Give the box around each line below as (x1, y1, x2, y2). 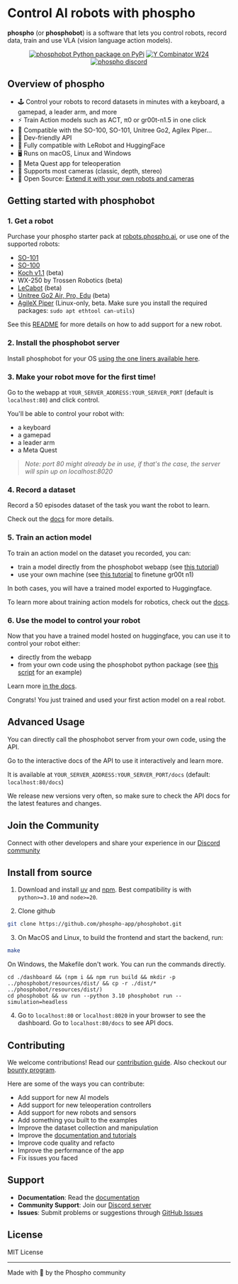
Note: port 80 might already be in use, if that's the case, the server (24, 460, 221, 469)
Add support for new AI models (17, 1093, 110, 1101)
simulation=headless (7, 999, 69, 1006)
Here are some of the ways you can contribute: (7, 1079, 145, 1088)
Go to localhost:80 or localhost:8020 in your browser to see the (17, 1011, 206, 1020)
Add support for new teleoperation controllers (17, 1101, 152, 1109)
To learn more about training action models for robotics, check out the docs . (7, 597, 230, 606)
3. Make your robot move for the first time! (7, 372, 157, 382)
